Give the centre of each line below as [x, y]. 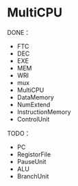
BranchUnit [33, 176]
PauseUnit [31, 161]
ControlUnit [33, 119]
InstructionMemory [44, 112]
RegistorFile [34, 154]
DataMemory [36, 97]
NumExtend [34, 104]
